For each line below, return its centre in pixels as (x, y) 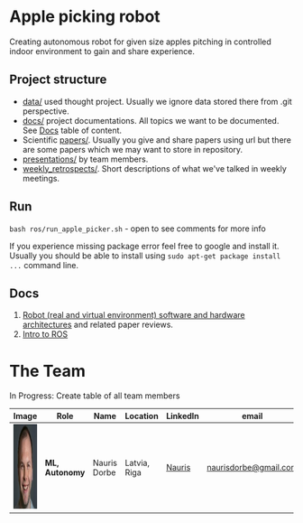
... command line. (44, 265)
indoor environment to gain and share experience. (102, 51)
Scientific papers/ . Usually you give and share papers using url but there (156, 140)
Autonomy (65, 472)
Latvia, (138, 462)
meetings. (41, 178)
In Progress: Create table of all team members (95, 396)
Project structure (58, 80)
